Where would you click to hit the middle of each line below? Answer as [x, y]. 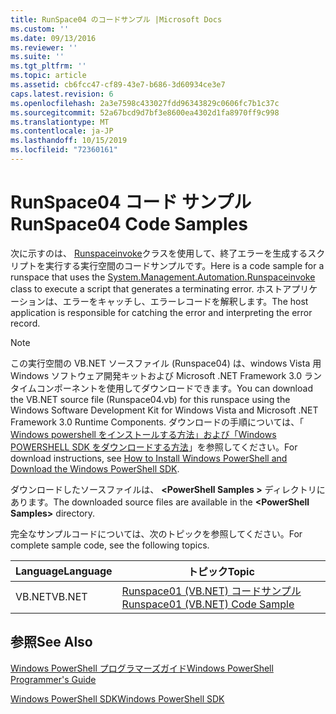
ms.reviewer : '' [44, 47]
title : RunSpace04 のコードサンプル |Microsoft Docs [116, 19]
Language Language [64, 571]
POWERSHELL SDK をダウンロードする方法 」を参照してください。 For [154, 447]
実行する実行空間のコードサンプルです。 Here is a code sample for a [184, 265]
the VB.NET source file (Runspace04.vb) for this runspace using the [150, 399]
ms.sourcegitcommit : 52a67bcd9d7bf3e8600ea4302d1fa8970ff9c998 [145, 112]
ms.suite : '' [37, 57]
